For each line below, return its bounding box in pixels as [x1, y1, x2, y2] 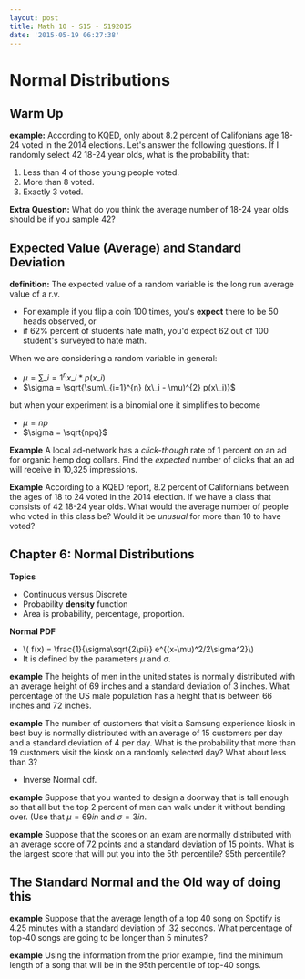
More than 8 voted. [22, 177, 95, 188]
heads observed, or [22, 316, 97, 327]
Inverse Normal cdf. [22, 774, 97, 785]
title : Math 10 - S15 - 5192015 [9, 22, 132, 31]
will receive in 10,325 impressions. [9, 463, 138, 474]
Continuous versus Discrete [22, 588, 127, 599]
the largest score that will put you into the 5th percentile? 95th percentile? [9, 848, 287, 859]
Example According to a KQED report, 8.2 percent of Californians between [9, 481, 290, 493]
